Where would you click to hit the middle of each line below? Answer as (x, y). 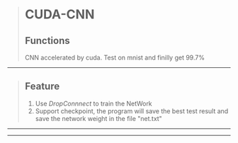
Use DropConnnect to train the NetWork (93, 103)
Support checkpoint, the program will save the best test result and (132, 111)
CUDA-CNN (59, 15)
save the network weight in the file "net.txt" (99, 118)
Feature (42, 87)
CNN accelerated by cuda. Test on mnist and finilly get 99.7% (115, 57)
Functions (47, 41)
